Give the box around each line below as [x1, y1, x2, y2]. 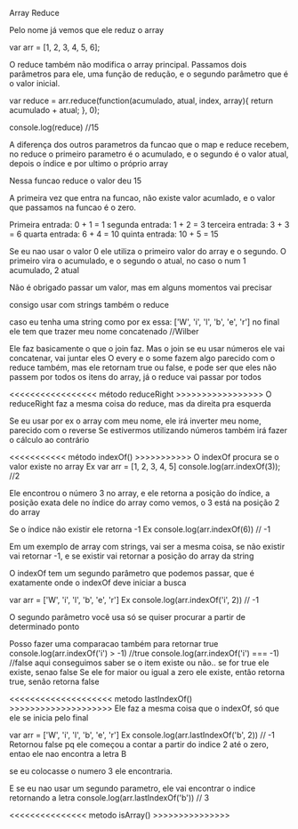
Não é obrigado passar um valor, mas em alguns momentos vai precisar [9, 282, 273, 293]
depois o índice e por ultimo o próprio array [9, 158, 169, 168]
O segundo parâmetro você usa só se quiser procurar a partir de [9, 612, 246, 622]
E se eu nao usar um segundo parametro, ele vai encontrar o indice [9, 783, 256, 793]
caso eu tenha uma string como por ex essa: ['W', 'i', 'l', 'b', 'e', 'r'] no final [9, 317, 280, 327]
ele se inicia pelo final [9, 712, 89, 723]
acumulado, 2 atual [9, 265, 80, 275]
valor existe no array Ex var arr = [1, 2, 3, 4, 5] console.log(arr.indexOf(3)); [9, 462, 281, 471]
